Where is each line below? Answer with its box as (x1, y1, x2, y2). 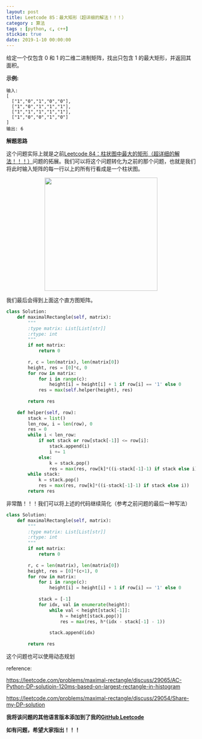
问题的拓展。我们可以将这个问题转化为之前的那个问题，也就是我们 (32, 158, 196, 165)
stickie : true (6, 31, 42, 37)
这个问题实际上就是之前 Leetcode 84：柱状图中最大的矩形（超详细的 (6, 150, 175, 157)
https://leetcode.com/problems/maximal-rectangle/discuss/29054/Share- (6, 694, 189, 702)
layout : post (6, 8, 39, 15)
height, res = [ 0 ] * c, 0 (28, 365, 87, 371)
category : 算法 (6, 20, 45, 26)
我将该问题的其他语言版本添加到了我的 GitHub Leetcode (6, 713, 144, 720)
